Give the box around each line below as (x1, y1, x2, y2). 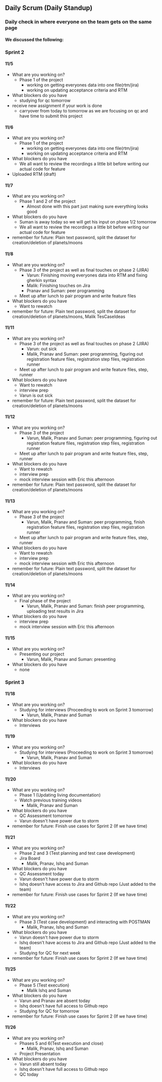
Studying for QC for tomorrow (19, 1008, 79, 1014)
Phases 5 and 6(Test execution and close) (19, 1041, 104, 1046)
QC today (19, 1071, 39, 1077)
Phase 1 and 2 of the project (19, 198, 76, 204)
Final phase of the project (19, 598, 71, 604)
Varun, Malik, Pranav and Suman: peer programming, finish (26, 519, 145, 525)
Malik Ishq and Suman (26, 987, 72, 993)
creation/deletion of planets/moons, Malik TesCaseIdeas (12, 314, 126, 319)
